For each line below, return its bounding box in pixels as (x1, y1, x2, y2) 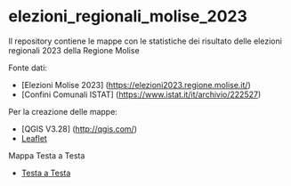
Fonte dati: (8, 62, 48, 73)
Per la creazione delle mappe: (8, 106, 117, 117)
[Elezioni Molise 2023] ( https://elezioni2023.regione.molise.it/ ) (20, 79, 251, 90)
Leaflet (20, 133, 48, 143)
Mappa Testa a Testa (8, 150, 85, 161)
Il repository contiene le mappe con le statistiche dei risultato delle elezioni (8, 36, 282, 46)
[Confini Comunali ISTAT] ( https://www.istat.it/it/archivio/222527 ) (20, 89, 262, 100)
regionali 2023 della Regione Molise (8, 44, 140, 55)
